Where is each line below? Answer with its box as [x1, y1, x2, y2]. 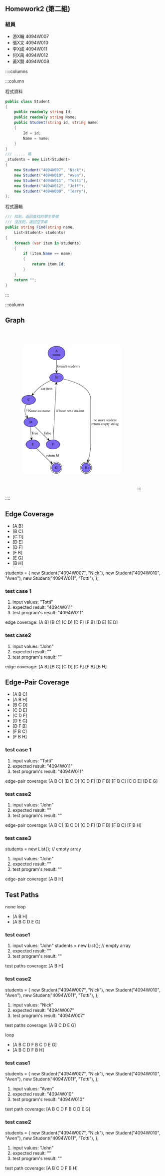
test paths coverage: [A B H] [5, 963, 64, 969]
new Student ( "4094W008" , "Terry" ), [14, 189, 88, 194]
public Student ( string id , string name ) [14, 120, 99, 125]
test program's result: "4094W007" [12, 1012, 85, 1018]
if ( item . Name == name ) [23, 251, 72, 256]
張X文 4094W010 [12, 40, 49, 46]
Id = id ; [23, 131, 41, 136]
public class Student [5, 99, 50, 104]
